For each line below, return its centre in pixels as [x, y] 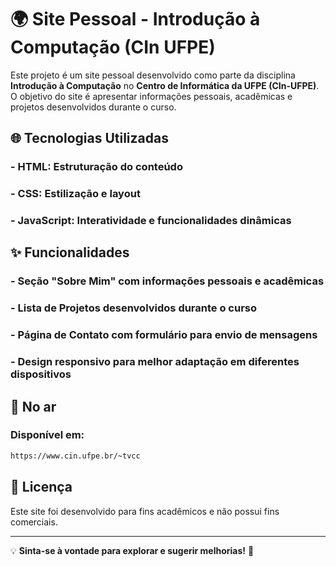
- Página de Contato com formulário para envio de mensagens [164, 335]
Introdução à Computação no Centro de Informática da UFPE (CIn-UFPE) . [165, 85]
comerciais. [34, 522]
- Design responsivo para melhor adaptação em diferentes [155, 362]
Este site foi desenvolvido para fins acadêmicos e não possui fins [145, 511]
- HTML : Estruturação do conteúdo [96, 167]
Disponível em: [47, 435]
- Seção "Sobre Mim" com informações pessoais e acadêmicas [167, 281]
